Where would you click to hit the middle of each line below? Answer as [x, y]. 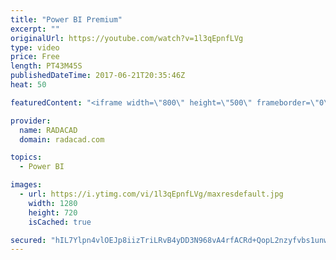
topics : [26, 157]
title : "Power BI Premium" [66, 19]
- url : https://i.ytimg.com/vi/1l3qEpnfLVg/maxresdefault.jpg [151, 194]
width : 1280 [53, 203]
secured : [28, 240]
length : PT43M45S [46, 66]
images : [26, 185]
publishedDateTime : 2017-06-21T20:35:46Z [98, 76]
